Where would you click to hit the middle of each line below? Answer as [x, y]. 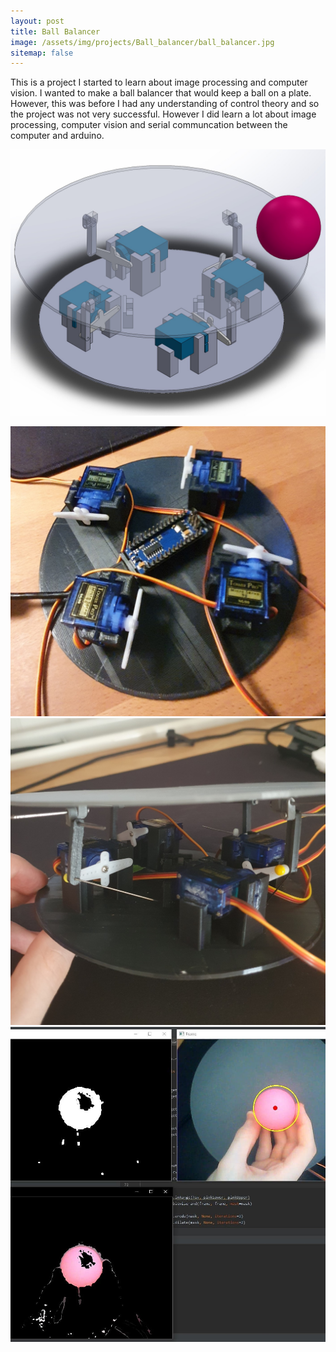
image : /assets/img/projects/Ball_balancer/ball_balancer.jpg [142, 42]
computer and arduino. [57, 136]
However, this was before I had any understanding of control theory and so [165, 104]
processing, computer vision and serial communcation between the [149, 125]
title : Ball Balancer [55, 31]
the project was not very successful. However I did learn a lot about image [163, 114]
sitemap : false [42, 53]
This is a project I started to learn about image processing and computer [159, 82]
